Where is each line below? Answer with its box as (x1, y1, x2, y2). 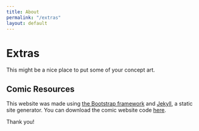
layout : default (6, 20, 47, 26)
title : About (6, 8, 40, 15)
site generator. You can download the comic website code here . (6, 107, 166, 114)
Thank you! (6, 118, 35, 126)
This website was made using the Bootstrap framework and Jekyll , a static (6, 100, 193, 107)
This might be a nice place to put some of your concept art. (6, 66, 155, 73)
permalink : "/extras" (6, 15, 61, 21)
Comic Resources (6, 84, 75, 94)
